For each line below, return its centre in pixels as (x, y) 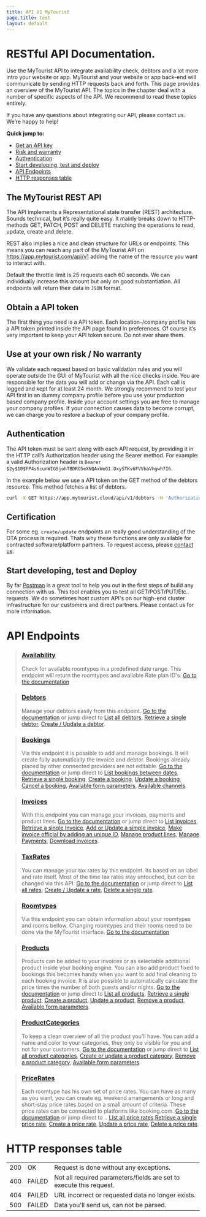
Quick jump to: (25, 134)
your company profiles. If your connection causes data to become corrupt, (101, 408)
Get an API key (34, 145)
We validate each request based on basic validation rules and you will (94, 369)
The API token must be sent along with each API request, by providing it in (100, 449)
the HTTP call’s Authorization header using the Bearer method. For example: (103, 455)
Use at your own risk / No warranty (74, 354)
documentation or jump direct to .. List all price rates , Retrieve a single (109, 1117)
